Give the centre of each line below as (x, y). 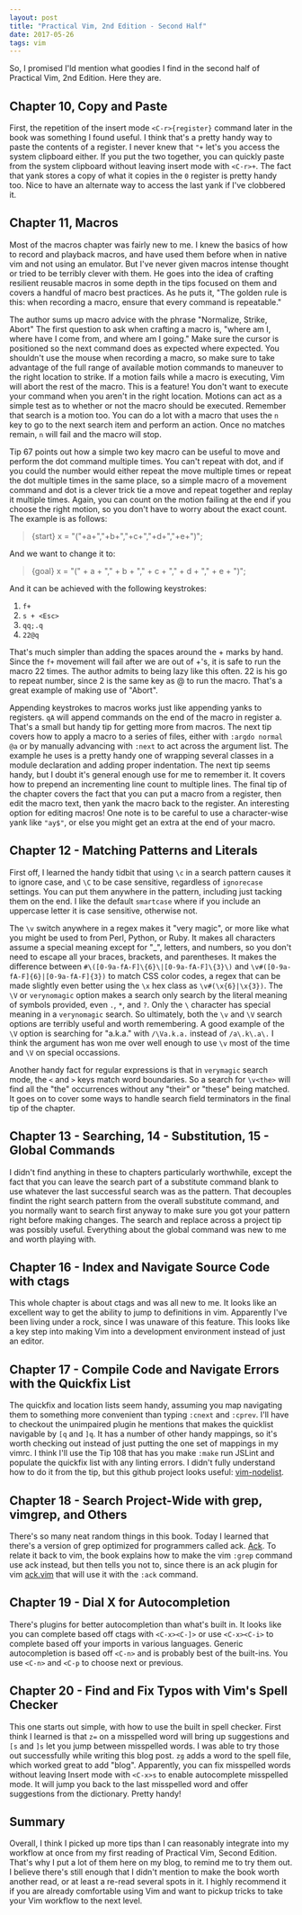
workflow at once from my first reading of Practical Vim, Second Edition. (143, 1853)
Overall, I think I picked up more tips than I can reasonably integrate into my (149, 1843)
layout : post (34, 18)
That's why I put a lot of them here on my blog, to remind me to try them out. (151, 1863)
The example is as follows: (58, 518)
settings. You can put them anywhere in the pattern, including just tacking (146, 891)
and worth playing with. (53, 1239)
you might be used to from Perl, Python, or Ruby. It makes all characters (142, 938)
